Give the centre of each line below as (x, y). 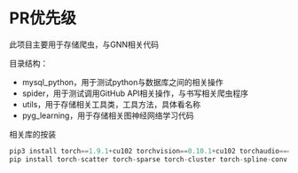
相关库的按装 (32, 134)
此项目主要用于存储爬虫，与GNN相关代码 (84, 44)
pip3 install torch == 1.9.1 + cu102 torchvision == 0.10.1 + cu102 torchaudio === (150, 151)
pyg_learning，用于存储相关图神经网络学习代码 (108, 115)
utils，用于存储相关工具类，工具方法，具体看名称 (111, 104)
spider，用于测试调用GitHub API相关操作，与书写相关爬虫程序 (135, 93)
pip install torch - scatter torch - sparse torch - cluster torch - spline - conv (149, 159)
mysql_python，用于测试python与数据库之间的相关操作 (122, 82)
